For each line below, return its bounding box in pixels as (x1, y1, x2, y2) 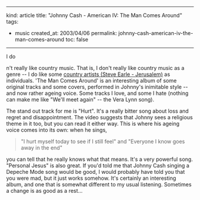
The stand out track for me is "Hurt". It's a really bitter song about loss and (6, 107, 189, 115)
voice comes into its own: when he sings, (6, 126, 107, 134)
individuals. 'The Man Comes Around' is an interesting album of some (6, 77, 177, 84)
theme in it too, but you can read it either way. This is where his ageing (6, 120, 180, 127)
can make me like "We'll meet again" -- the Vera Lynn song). (6, 96, 155, 103)
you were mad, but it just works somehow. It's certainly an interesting (6, 174, 177, 182)
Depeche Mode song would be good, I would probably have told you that (6, 169, 185, 175)
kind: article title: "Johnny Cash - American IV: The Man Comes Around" (6, 12, 183, 18)
